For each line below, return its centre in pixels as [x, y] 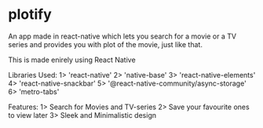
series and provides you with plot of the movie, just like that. [105, 44]
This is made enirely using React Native [72, 60]
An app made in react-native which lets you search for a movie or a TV [122, 36]
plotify [30, 15]
